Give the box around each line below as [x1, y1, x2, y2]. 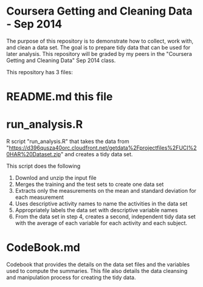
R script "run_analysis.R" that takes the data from [6, 138, 129, 145]
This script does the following [6, 162, 81, 170]
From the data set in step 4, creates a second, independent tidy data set [15, 213, 196, 220]
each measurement [15, 193, 64, 201]
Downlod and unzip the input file [15, 175, 97, 182]
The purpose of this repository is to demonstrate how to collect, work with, [6, 37, 194, 44]
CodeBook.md [6, 241, 80, 255]
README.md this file [6, 90, 113, 104]
